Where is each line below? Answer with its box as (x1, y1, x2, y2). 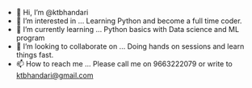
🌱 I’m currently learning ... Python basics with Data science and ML (15, 25, 240, 34)
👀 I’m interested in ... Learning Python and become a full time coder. (15, 16, 242, 26)
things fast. (15, 50, 54, 59)
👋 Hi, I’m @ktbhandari (15, 8, 89, 17)
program (15, 33, 45, 42)
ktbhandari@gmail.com (15, 70, 94, 80)
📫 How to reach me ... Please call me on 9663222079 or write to (15, 59, 233, 68)
